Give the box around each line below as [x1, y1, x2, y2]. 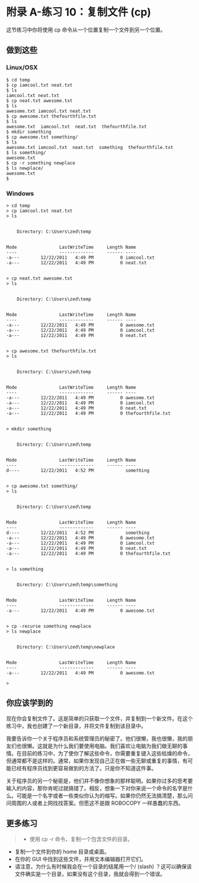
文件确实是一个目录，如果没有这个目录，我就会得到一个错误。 [14, 870, 166, 877]
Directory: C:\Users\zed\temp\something [17, 582, 118, 587]
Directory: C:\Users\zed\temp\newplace [17, 644, 115, 650]
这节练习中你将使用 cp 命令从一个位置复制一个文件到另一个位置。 [6, 26, 166, 33]
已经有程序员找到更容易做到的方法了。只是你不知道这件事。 [11, 764, 157, 771]
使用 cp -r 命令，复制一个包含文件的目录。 [29, 835, 133, 843]
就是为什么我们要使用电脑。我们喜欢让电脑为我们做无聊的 [42, 742, 182, 749]
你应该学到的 [6, 698, 53, 708]
